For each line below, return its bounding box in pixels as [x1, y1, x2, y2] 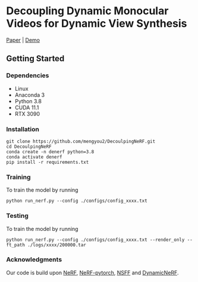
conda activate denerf [6, 154, 62, 160]
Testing [6, 212, 29, 220]
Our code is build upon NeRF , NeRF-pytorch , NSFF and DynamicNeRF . [6, 269, 179, 276]
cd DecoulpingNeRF [6, 144, 52, 150]
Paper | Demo [6, 36, 40, 43]
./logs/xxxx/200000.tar [27, 242, 86, 248]
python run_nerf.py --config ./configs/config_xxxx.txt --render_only [6, 236, 185, 243]
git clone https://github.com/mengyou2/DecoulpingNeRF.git [6, 138, 156, 144]
